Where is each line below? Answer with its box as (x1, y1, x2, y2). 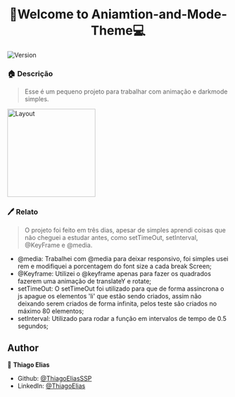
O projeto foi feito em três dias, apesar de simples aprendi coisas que (24, 225, 227, 234)
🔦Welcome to (9, 6, 89, 23)
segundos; (17, 322, 49, 330)
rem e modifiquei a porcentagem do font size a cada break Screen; (17, 262, 212, 270)
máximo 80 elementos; (17, 306, 84, 315)
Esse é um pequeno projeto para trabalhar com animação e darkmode (24, 87, 228, 96)
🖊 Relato (7, 207, 39, 217)
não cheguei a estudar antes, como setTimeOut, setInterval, (24, 233, 198, 241)
